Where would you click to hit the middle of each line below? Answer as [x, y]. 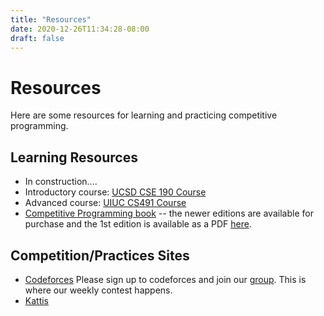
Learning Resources [74, 157]
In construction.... [61, 182]
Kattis [37, 300]
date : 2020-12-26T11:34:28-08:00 [80, 29]
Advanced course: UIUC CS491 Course [105, 203]
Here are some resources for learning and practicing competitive [144, 115]
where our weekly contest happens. [98, 290]
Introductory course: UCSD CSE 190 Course [115, 192]
